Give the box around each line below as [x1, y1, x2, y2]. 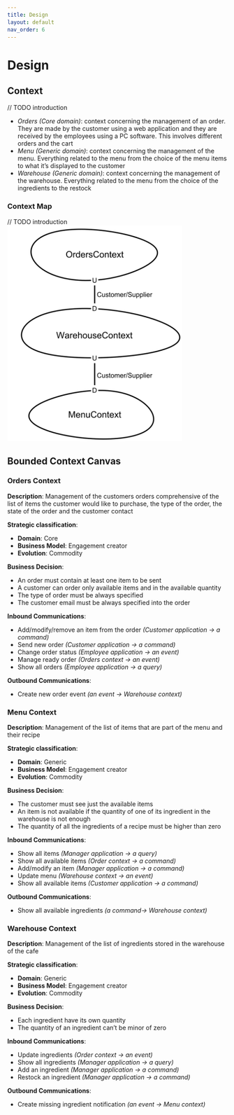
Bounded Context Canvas [7, 455, 121, 467]
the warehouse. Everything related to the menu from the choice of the [17, 176, 219, 185]
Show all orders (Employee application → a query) [17, 663, 163, 671]
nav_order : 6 [7, 26, 45, 33]
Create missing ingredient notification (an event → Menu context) [17, 1100, 206, 1109]
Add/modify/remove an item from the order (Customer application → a [17, 625, 221, 634]
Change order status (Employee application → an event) [17, 648, 180, 656]
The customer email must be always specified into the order [17, 598, 191, 607]
